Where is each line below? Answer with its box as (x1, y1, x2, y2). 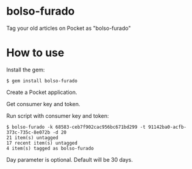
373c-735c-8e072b (6, 129, 51, 135)
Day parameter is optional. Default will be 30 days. (6, 156, 133, 163)
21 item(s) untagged (6, 134, 59, 141)
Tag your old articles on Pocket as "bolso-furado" (6, 24, 131, 32)
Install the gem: (6, 66, 45, 73)
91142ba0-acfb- (148, 124, 187, 130)
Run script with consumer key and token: (6, 112, 109, 120)
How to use (6, 46, 65, 60)
